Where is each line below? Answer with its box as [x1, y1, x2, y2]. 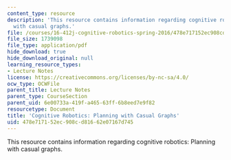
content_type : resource [7, 10, 76, 17]
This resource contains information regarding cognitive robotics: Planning [7, 137, 216, 146]
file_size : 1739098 [7, 36, 63, 43]
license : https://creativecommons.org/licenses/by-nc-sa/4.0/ [7, 73, 189, 81]
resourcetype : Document [7, 106, 76, 113]
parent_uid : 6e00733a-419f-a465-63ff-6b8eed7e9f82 [7, 100, 155, 106]
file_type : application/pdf [7, 42, 88, 49]
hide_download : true [7, 49, 67, 56]
